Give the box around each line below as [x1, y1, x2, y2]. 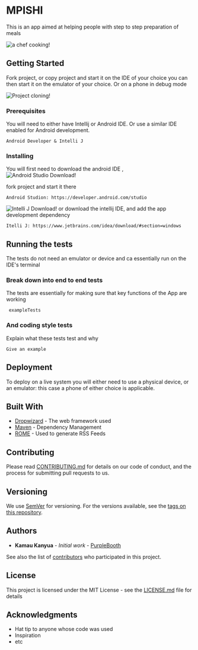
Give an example [6, 346, 46, 352]
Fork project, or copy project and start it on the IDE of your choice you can [6, 74, 188, 81]
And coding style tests [6, 321, 73, 329]
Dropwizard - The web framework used [14, 417, 111, 425]
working [6, 296, 27, 303]
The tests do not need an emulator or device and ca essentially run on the [6, 255, 187, 262]
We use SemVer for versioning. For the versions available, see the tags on [6, 503, 186, 509]
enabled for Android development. [6, 127, 90, 134]
